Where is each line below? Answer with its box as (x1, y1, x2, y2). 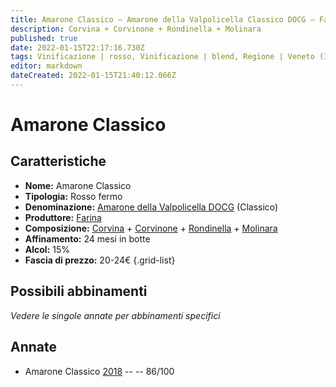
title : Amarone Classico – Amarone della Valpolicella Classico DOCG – (10, 14, 315, 25)
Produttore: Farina (24, 211, 102, 223)
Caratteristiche (10, 153, 107, 170)
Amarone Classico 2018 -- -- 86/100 (24, 365, 175, 377)
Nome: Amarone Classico (24, 179, 132, 191)
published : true (10, 33, 78, 43)
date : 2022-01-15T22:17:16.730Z (10, 42, 145, 53)
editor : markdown (10, 61, 83, 71)
